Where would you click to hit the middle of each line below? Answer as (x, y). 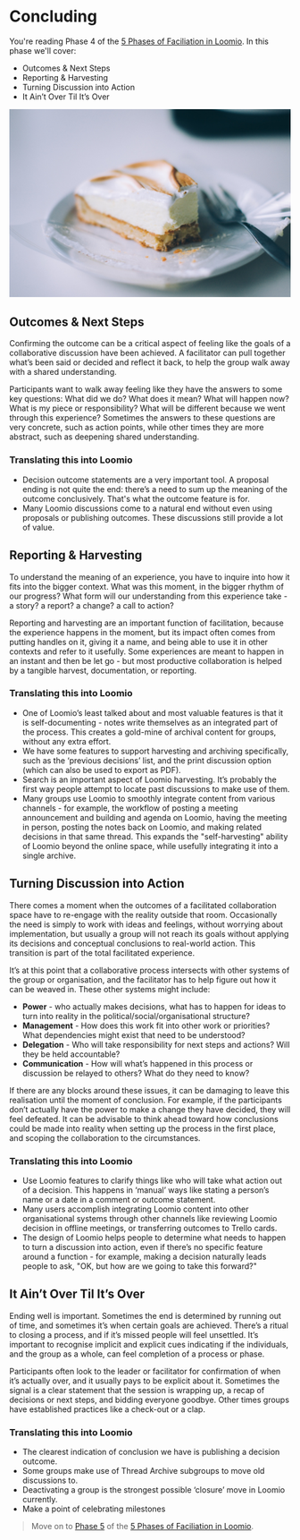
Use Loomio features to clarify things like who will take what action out (152, 1180)
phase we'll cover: (43, 50)
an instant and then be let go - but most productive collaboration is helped (146, 660)
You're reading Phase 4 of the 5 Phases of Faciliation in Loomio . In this (139, 41)
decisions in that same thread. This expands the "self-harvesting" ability (155, 836)
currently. (40, 1500)
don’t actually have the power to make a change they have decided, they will (150, 1109)
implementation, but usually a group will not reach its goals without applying (149, 933)
